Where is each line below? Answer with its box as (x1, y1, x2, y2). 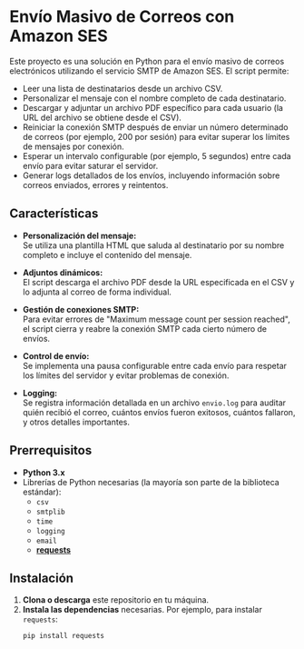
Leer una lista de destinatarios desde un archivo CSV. (22, 83, 223, 94)
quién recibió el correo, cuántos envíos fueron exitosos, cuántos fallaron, (22, 406, 296, 417)
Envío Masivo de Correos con (9, 6, 235, 27)
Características (9, 206, 99, 222)
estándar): (22, 486, 62, 497)
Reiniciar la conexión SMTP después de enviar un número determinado (22, 121, 289, 133)
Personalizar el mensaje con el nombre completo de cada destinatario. (22, 93, 287, 104)
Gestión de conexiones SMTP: (22, 304, 140, 315)
